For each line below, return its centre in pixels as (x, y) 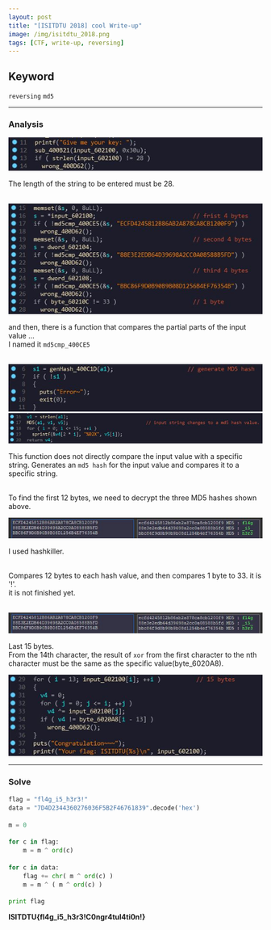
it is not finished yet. (42, 592)
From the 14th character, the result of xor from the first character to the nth (133, 654)
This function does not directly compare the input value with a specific (126, 456)
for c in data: (34, 867)
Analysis (26, 124)
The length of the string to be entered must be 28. (92, 184)
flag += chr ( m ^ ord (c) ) (68, 876)
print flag (27, 902)
